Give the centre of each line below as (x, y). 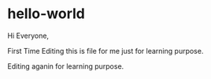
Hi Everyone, (28, 36)
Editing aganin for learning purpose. (66, 66)
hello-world (46, 14)
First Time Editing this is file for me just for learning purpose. (105, 51)
